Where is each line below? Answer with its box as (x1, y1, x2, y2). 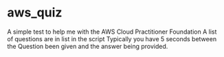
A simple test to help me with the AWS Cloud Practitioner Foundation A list (7, 27, 217, 36)
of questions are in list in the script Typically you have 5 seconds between (7, 34, 217, 43)
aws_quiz (7, 5, 63, 21)
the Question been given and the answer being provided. (7, 42, 168, 50)
